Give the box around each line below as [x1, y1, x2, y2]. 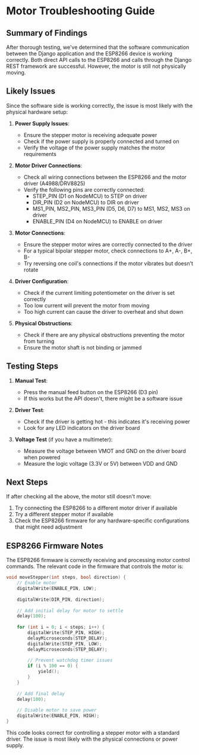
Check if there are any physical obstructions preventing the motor [23, 331, 185, 338]
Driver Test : [14, 406, 45, 413]
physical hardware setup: [6, 108, 68, 116]
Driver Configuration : [14, 277, 69, 285]
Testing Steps [6, 361, 59, 372]
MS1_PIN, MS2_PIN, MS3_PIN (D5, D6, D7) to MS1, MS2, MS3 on [32, 205, 190, 212]
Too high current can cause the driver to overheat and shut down [23, 308, 184, 315]
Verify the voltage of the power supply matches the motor [23, 144, 166, 151]
